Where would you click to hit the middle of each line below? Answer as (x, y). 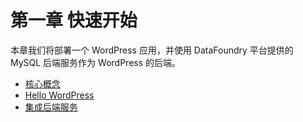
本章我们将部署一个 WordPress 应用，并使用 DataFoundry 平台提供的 (152, 50)
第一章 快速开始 (74, 20)
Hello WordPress (59, 95)
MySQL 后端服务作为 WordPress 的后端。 (96, 62)
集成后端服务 (51, 107)
